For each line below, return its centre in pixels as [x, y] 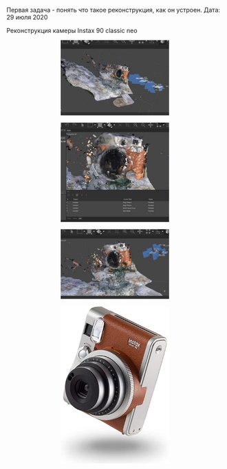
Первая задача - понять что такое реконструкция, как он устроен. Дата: [113, 10]
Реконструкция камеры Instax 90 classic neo [72, 31]
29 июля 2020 [27, 17]
